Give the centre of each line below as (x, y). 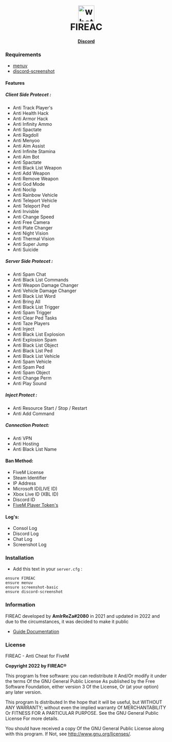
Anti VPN (22, 438)
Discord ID (24, 499)
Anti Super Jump (31, 244)
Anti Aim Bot (26, 157)
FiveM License (28, 472)
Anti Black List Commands (41, 279)
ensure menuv (19, 583)
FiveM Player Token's (35, 505)
